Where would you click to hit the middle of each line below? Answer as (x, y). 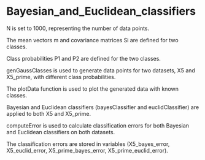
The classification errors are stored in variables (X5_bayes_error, (88, 144)
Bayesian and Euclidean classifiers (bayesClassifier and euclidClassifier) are (103, 107)
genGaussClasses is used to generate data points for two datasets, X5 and (101, 70)
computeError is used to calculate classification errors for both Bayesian (98, 125)
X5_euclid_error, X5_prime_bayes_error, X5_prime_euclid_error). (87, 150)
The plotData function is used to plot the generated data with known (93, 89)
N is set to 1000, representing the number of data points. (78, 28)
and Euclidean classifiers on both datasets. (61, 132)
